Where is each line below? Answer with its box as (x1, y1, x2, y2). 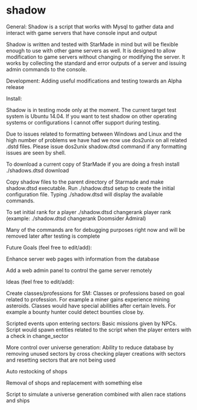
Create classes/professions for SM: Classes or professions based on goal (6, 290, 185, 297)
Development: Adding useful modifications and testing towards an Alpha (6, 77, 182, 84)
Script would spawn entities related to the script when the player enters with (6, 326, 192, 333)
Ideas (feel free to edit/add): (6, 278, 75, 285)
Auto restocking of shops (6, 368, 68, 375)
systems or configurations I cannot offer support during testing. (6, 119, 161, 126)
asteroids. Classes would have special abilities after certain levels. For (6, 302, 176, 309)
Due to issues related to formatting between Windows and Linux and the (6, 130, 182, 137)
